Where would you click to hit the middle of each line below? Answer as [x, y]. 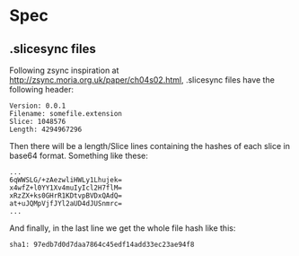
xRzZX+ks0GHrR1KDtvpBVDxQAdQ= [66, 196]
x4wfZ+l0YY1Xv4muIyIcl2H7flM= [66, 188]
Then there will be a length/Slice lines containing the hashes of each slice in [149, 146]
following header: [42, 89]
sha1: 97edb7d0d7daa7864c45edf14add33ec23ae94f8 [102, 244]
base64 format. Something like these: [79, 155]
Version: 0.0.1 [38, 106]
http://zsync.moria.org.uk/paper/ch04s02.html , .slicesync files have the [142, 80]
